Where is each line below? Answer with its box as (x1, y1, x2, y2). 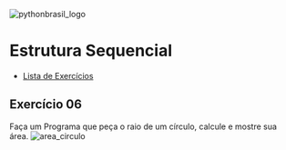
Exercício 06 (9, 96, 82, 113)
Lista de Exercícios (22, 70, 94, 81)
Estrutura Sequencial (9, 41, 173, 61)
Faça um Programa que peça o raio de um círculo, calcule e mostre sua (9, 121, 278, 132)
